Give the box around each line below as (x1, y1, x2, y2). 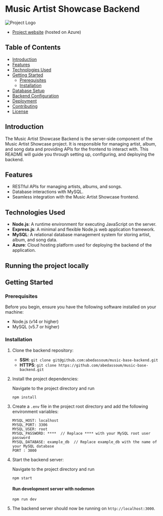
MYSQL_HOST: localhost (12, 418, 59, 423)
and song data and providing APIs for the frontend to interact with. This (5, 146, 149, 152)
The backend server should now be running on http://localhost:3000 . (12, 505, 156, 511)
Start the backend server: (12, 457, 64, 463)
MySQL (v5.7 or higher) (12, 324, 60, 330)
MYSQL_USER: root (12, 426, 48, 432)
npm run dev (12, 496, 37, 502)
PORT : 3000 (12, 448, 37, 453)
